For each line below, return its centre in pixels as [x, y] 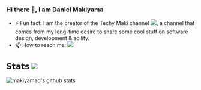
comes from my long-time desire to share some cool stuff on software [101, 32]
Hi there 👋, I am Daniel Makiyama [55, 10]
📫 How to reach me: [40, 45]
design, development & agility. [52, 38]
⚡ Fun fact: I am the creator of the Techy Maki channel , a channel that [105, 23]
